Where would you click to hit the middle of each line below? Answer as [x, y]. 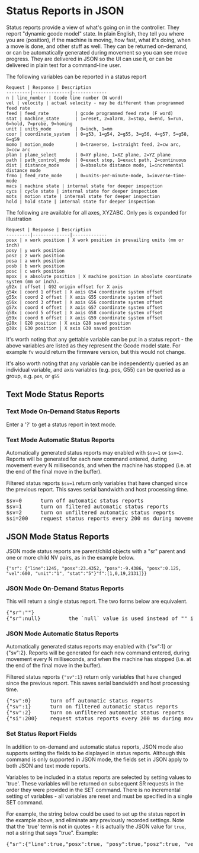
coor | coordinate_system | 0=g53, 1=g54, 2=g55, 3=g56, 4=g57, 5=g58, [98, 134]
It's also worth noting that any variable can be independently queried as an [97, 363]
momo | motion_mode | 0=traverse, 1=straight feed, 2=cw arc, [94, 144]
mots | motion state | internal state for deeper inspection [83, 196]
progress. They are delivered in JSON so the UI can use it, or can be [89, 59]
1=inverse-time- [166, 175]
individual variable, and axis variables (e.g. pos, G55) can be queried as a [96, 369]
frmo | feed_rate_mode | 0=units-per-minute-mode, [75, 175]
